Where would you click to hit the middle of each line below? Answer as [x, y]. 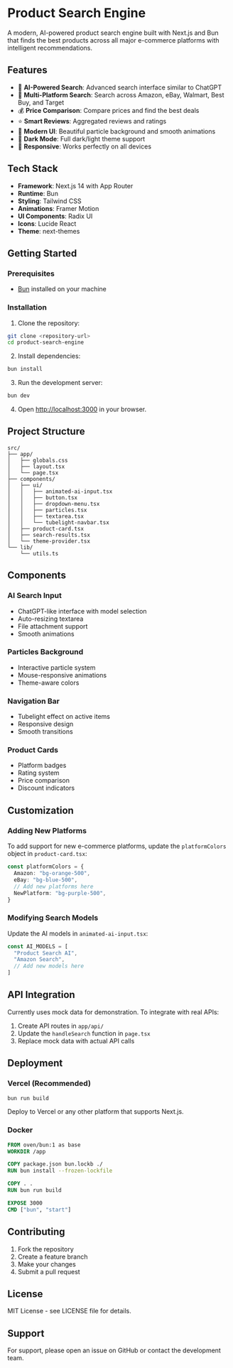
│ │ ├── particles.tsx [47, 510]
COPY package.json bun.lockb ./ [55, 1164]
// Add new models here [49, 966]
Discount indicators [46, 788]
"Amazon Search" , [39, 960]
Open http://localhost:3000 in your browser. [82, 409]
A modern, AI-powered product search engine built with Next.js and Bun [113, 33]
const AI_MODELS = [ [38, 946]
